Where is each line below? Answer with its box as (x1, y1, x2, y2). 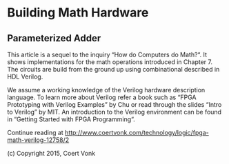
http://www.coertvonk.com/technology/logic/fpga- (64, 129, 209, 136)
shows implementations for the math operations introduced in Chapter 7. (7, 58, 212, 66)
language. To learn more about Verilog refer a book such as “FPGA (7, 93, 197, 101)
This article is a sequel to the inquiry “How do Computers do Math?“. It (7, 50, 208, 59)
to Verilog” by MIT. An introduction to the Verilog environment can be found (7, 108, 222, 116)
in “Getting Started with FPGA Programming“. (7, 115, 136, 123)
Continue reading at (7, 129, 63, 136)
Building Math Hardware (7, 5, 149, 21)
